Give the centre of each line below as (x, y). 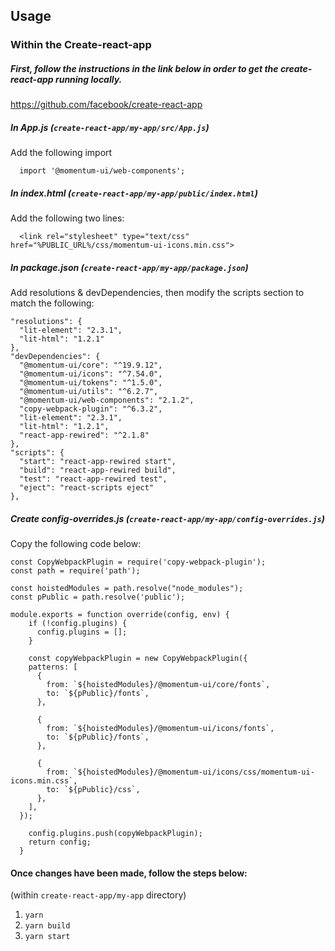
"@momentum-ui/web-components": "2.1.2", (107, 400)
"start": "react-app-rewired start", (98, 462)
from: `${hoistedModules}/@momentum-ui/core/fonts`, (158, 685)
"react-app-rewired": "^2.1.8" (84, 435)
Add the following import (61, 153)
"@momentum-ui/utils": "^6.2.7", (89, 392)
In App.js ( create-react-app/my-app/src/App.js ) (110, 127)
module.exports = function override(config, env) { (120, 615)
